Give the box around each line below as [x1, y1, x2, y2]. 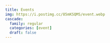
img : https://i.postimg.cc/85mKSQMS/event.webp [5, 12, 106, 17]
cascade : [5, 16, 23, 21]
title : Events [5, 7, 35, 12]
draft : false [9, 30, 37, 35]
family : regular [9, 21, 43, 26]
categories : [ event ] [9, 26, 52, 31]
